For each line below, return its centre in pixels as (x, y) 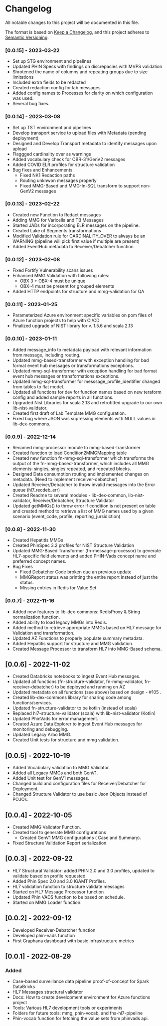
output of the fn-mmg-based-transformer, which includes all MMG (81, 464)
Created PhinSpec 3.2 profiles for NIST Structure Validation (73, 545)
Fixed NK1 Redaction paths (47, 175)
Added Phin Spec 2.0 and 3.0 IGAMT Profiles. (59, 881)
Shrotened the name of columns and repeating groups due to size (80, 72)
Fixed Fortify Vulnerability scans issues (53, 270)
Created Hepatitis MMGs (38, 540)
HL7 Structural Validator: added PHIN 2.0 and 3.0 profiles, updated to (83, 870)
